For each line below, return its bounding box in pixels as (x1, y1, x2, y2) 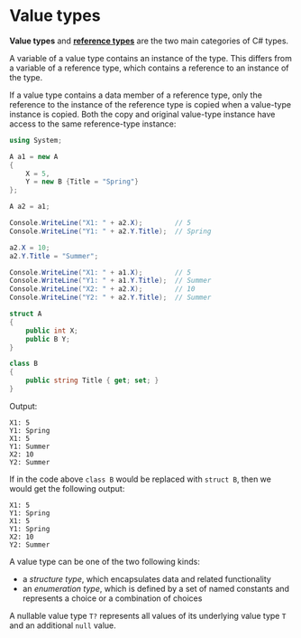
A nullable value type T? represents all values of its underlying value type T (9, 610, 287, 621)
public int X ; (25, 326, 78, 335)
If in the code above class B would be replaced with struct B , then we (9, 474, 272, 484)
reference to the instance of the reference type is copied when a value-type (9, 99, 291, 109)
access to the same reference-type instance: (9, 118, 177, 129)
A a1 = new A (9, 152, 59, 161)
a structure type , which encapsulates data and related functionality (22, 573, 272, 584)
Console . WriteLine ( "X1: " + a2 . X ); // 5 (9, 219, 192, 228)
